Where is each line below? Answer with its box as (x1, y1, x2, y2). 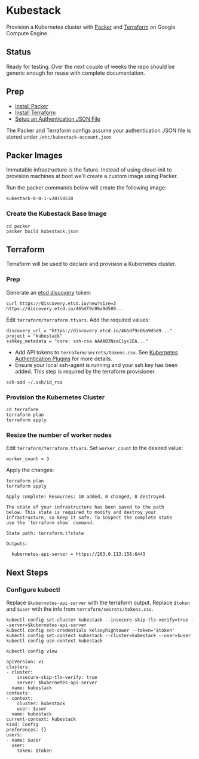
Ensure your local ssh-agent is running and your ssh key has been (14, 361, 178, 368)
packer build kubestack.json (6, 228, 79, 234)
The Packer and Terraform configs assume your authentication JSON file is (6, 127, 191, 134)
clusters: (6, 664, 31, 670)
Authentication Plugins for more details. (14, 355, 112, 362)
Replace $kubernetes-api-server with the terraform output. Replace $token (6, 599, 190, 607)
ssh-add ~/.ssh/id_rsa (6, 379, 63, 385)
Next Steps (6, 567, 48, 577)
